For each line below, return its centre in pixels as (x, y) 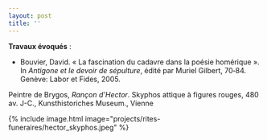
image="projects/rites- (123, 118)
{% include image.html (46, 118)
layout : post (30, 16)
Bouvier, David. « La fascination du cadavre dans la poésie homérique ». (140, 62)
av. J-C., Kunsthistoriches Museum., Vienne (81, 103)
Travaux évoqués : (40, 46)
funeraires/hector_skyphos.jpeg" (63, 127)
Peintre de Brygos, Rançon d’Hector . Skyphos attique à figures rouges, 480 (133, 94)
